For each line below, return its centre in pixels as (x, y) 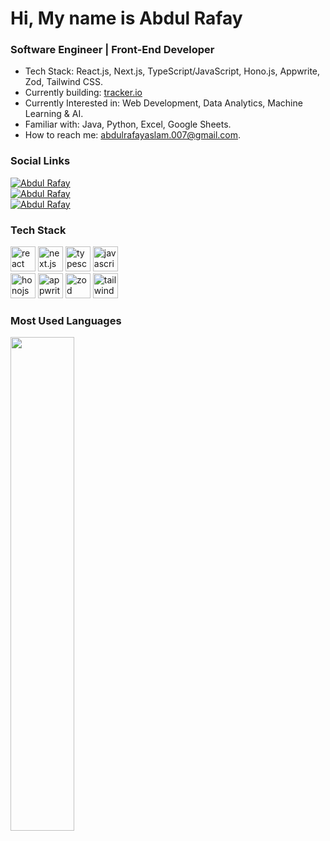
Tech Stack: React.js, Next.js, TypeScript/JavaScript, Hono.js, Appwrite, (172, 71)
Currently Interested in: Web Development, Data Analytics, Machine (163, 103)
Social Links (40, 161)
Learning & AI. (54, 114)
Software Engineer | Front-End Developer (112, 50)
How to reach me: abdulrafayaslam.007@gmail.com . (133, 135)
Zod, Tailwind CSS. (64, 82)
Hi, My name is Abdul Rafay (126, 18)
